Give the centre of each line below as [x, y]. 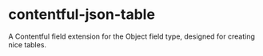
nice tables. [27, 44]
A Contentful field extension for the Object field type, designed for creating [132, 36]
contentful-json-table [82, 15]
